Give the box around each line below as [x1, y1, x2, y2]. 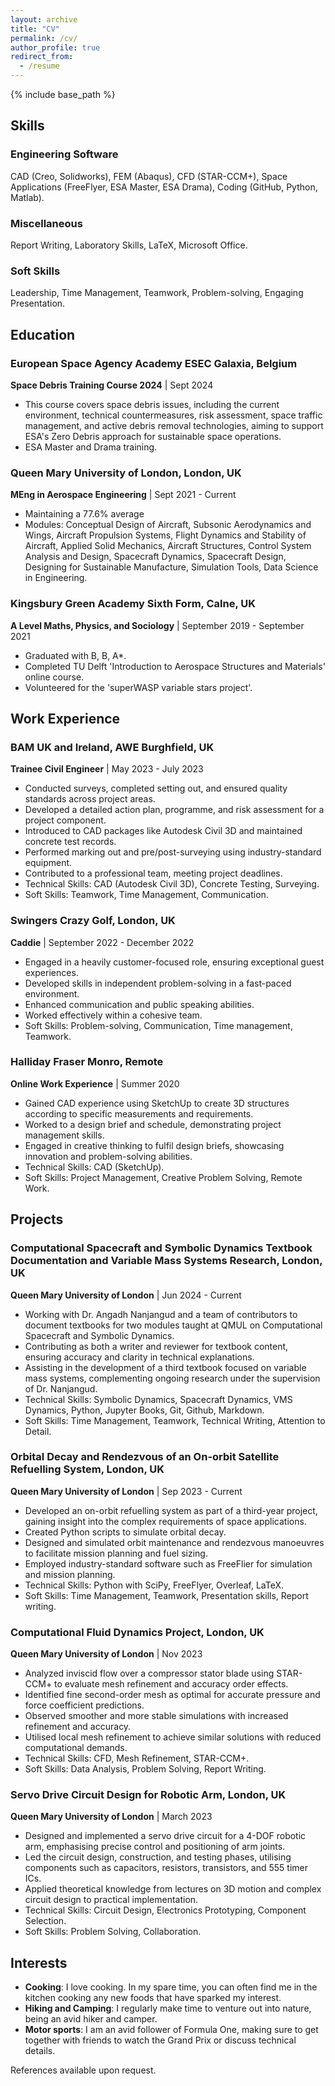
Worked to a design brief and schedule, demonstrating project [24, 1118, 282, 1130]
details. [24, 2045, 56, 2057]
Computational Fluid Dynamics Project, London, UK [10, 1625, 265, 1639]
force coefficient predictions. [24, 1699, 145, 1711]
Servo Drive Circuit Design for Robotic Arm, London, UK [10, 1788, 287, 1802]
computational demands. [24, 1742, 128, 1754]
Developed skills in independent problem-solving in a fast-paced [24, 977, 292, 989]
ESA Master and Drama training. [24, 441, 158, 453]
